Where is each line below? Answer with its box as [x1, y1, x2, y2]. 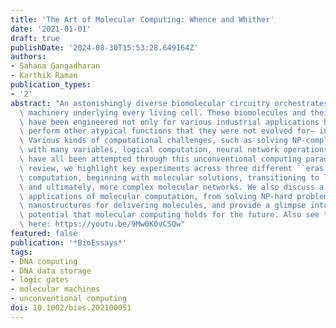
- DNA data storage [10, 266, 92, 276]
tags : [10, 247, 33, 257]
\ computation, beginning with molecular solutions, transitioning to [19, 172, 320, 183]
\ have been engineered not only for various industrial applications [19, 117, 320, 127]
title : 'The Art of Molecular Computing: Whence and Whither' [10, 14, 275, 25]
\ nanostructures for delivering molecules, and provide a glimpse [19, 201, 307, 211]
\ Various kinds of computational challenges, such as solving [19, 136, 288, 146]
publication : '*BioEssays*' [10, 237, 128, 248]
